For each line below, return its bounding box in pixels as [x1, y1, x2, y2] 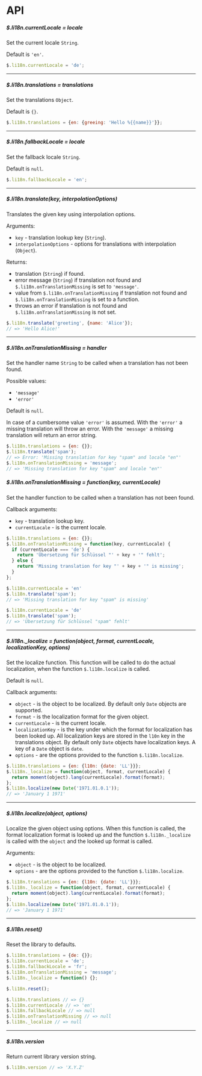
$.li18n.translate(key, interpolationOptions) [6, 195, 118, 202]
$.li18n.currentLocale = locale [6, 23, 83, 31]
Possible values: [6, 378, 47, 385]
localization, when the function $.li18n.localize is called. [6, 665, 150, 672]
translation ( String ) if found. [14, 270, 85, 277]
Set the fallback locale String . [6, 153, 81, 160]
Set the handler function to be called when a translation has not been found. [6, 494, 195, 501]
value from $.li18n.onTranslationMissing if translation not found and [14, 289, 188, 296]
